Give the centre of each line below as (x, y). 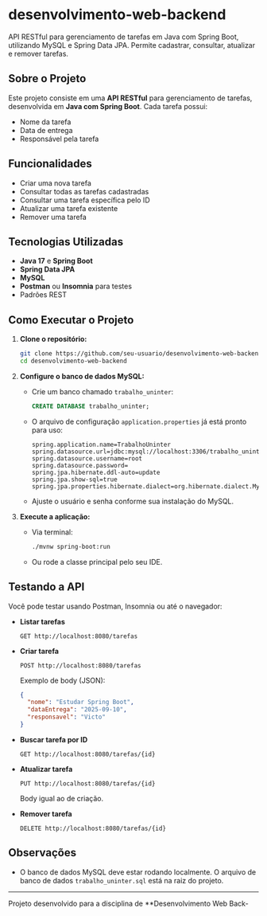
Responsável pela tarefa (59, 139)
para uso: (47, 430)
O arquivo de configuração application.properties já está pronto (139, 421)
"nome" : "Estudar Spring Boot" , (81, 703)
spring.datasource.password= (80, 465)
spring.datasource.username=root (87, 458)
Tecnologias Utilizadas (66, 242)
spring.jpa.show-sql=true (74, 480)
